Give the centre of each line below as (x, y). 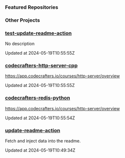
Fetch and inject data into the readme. (43, 141)
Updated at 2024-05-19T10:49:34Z (40, 150)
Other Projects (23, 20)
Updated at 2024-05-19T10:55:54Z (40, 118)
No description (20, 44)
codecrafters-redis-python (38, 98)
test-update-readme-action (38, 33)
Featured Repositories (32, 7)
